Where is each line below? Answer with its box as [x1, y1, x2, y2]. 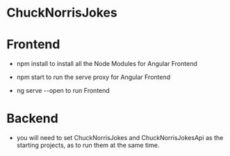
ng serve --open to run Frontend [16, 87, 110, 95]
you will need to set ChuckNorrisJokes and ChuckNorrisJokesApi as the [16, 134, 224, 142]
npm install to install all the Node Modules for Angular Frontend [16, 60, 197, 68]
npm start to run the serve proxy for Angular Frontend [16, 73, 171, 81]
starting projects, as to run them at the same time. [16, 141, 160, 150]
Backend [6, 111, 58, 126]
